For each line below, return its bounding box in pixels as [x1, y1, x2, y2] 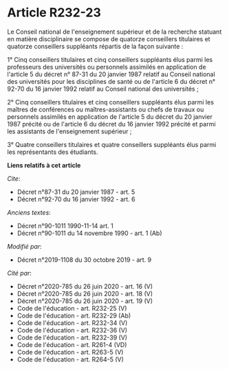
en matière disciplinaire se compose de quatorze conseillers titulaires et [7, 34, 211, 43]
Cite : [7, 174, 21, 183]
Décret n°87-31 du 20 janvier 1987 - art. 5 [17, 188, 135, 196]
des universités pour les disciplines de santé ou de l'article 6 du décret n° [7, 77, 215, 85]
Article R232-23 [7, 5, 102, 21]
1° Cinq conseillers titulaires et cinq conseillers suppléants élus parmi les [7, 55, 213, 63]
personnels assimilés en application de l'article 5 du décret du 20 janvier [7, 112, 213, 121]
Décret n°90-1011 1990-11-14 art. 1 [17, 221, 113, 230]
